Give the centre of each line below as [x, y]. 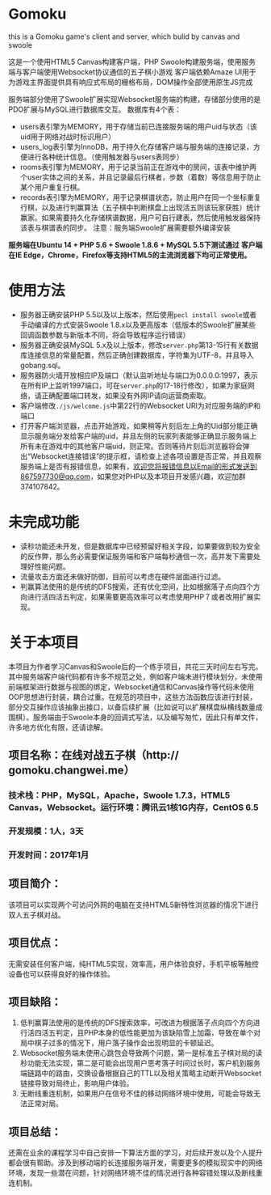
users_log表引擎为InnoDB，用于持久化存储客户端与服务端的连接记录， [137, 146]
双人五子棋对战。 [37, 914]
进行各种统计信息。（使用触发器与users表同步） [105, 157]
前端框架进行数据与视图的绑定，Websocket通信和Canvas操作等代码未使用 [131, 686]
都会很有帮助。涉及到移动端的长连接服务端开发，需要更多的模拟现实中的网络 [135, 1163]
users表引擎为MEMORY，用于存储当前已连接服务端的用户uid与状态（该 [139, 126]
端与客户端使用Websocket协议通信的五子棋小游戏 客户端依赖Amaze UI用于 [132, 72]
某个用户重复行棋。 [52, 187]
